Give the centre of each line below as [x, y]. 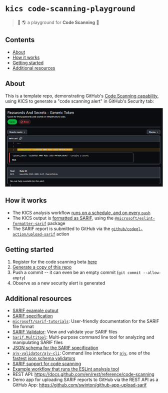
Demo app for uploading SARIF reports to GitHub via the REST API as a [85, 379]
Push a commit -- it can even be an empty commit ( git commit [76, 272]
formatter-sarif [29, 223]
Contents [20, 40]
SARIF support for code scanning [47, 364]
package [56, 223]
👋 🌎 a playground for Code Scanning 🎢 [58, 22]
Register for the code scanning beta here [55, 261]
